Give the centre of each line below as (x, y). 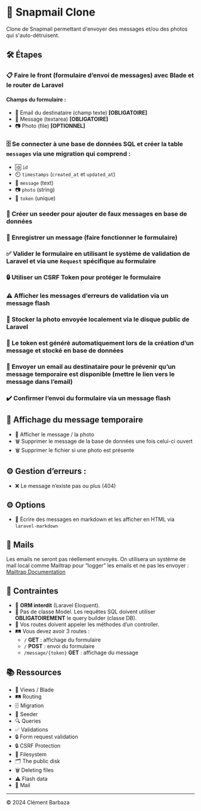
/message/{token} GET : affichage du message (81, 653)
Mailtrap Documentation (36, 572)
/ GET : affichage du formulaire (62, 640)
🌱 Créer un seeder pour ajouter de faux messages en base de (97, 214)
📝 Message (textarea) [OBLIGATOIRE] (62, 119)
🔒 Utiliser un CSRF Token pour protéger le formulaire (84, 278)
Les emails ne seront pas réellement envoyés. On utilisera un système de (96, 559)
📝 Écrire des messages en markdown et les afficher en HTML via (95, 520)
